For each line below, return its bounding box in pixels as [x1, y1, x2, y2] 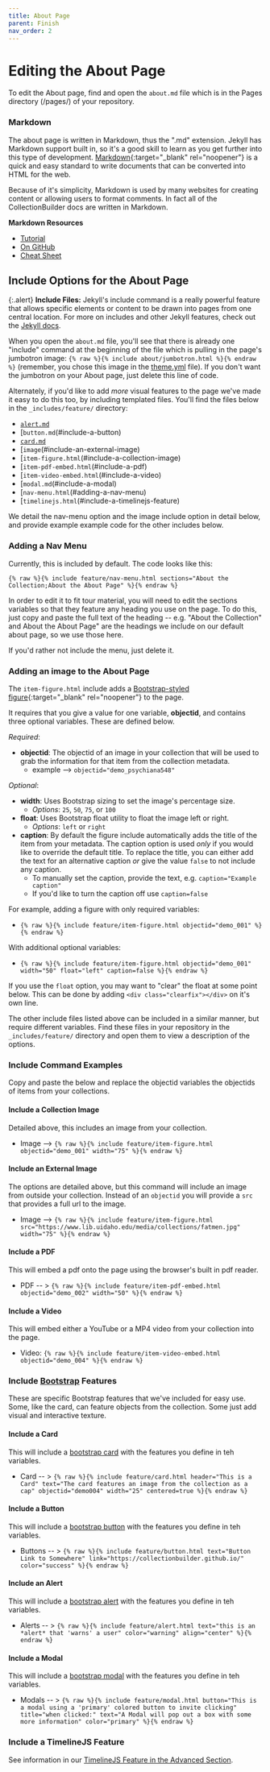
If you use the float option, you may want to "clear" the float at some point [8, 981, 258, 991]
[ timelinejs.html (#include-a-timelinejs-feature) [19, 496, 180, 506]
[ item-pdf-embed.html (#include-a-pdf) [19, 462, 147, 471]
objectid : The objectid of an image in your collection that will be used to [19, 748, 260, 757]
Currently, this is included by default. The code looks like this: [8, 558, 214, 568]
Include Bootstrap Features [8, 1376, 117, 1387]
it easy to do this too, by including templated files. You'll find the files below [8, 395, 260, 405]
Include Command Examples [8, 1059, 123, 1070]
